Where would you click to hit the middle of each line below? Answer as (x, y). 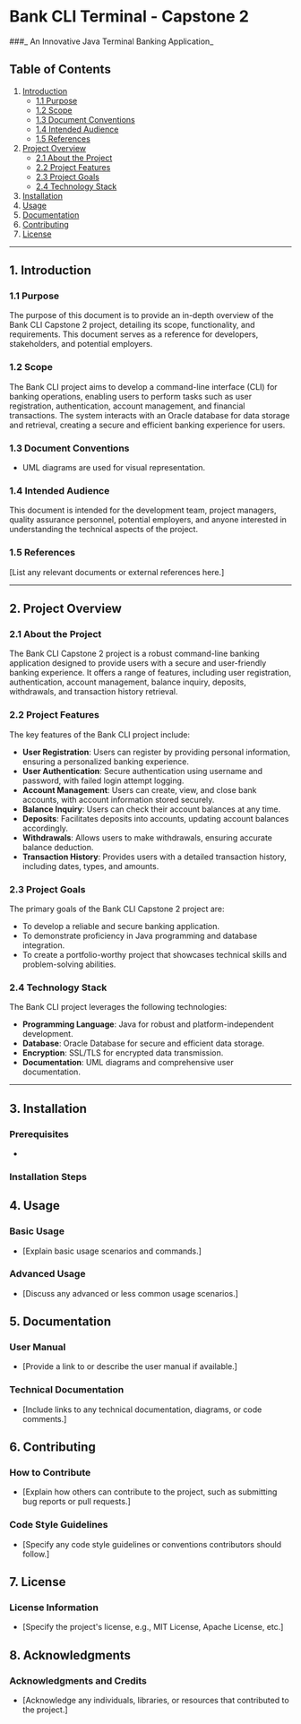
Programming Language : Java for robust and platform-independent (148, 1024)
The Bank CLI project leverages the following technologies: (118, 1007)
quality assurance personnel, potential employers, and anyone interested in (148, 520)
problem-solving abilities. (69, 964)
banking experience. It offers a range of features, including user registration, (150, 673)
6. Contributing (52, 1448)
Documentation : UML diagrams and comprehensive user (128, 1063)
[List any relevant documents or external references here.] (117, 572)
